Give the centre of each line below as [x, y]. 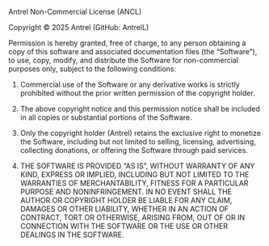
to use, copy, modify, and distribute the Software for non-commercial [124, 60]
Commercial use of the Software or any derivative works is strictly [130, 85]
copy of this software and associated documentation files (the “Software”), [133, 51]
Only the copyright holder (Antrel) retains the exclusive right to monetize [140, 133]
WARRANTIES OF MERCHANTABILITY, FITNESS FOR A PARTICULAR [134, 183]
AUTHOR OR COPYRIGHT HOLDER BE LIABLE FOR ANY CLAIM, [126, 200]
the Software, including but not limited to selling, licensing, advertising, [138, 142]
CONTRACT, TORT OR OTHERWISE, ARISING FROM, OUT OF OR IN [132, 217]
